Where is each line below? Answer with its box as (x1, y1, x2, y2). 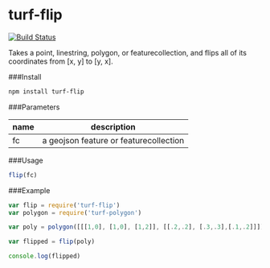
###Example (8, 185, 51, 195)
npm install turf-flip (8, 87, 84, 96)
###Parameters (8, 102, 60, 112)
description (91, 121, 137, 132)
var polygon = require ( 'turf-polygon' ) (8, 208, 142, 216)
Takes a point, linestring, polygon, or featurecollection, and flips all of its (8, 47, 247, 57)
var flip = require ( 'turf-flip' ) (8, 201, 121, 209)
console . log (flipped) (8, 252, 81, 261)
